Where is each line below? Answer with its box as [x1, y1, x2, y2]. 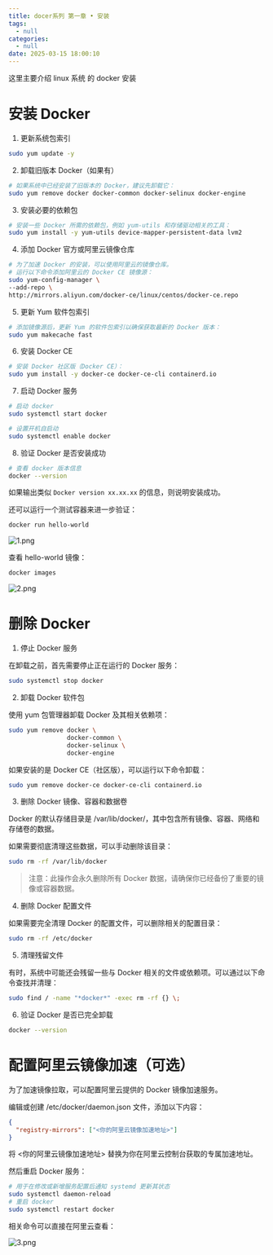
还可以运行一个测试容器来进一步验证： [8, 504, 137, 514]
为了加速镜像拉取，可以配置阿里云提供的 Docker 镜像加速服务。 [8, 1085, 222, 1094]
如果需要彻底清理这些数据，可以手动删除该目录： [8, 841, 173, 852]
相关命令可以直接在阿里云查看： [8, 1221, 116, 1231]
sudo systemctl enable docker [8, 432, 112, 440]
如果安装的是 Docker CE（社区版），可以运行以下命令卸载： [8, 764, 207, 774]
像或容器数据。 [28, 883, 79, 893]
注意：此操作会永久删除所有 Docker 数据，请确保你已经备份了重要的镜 [28, 874, 264, 883]
